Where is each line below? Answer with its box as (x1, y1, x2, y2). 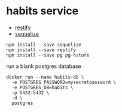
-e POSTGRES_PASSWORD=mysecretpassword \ (11, 79, 117, 85)
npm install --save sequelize (6, 42, 82, 48)
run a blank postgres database (6, 63, 82, 70)
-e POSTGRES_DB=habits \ (11, 85, 74, 91)
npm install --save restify (6, 46, 77, 53)
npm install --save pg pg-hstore (6, 52, 90, 58)
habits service (6, 4, 79, 18)
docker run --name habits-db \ (6, 74, 84, 80)
